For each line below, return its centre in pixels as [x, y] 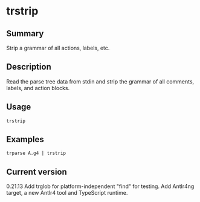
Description [29, 67]
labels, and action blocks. [38, 88]
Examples [25, 139]
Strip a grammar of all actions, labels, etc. [58, 48]
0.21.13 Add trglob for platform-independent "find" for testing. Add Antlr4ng [100, 186]
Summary [25, 34]
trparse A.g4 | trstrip [36, 153]
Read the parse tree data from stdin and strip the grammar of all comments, [100, 81]
